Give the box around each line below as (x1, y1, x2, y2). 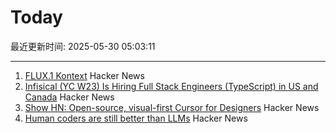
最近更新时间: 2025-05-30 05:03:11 (10, 40, 156, 52)
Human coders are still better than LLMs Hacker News (24, 112, 248, 124)
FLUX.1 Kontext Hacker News (24, 69, 145, 81)
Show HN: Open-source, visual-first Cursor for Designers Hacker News (24, 101, 320, 113)
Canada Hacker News (24, 91, 115, 103)
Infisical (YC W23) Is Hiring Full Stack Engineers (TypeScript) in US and (24, 80, 319, 92)
